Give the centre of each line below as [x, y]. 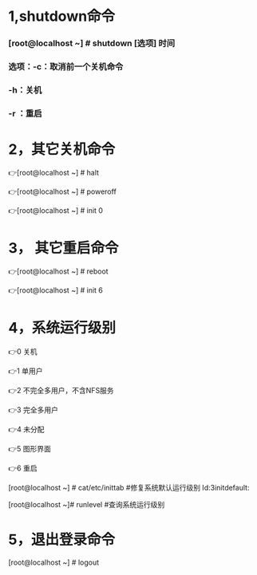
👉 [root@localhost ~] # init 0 [56, 210]
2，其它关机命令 [62, 150]
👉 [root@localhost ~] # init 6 [56, 290]
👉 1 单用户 [26, 371]
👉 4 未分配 [27, 429]
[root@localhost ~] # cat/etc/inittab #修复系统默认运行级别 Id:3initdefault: [129, 487]
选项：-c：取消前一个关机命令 [66, 67]
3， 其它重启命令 [63, 248]
